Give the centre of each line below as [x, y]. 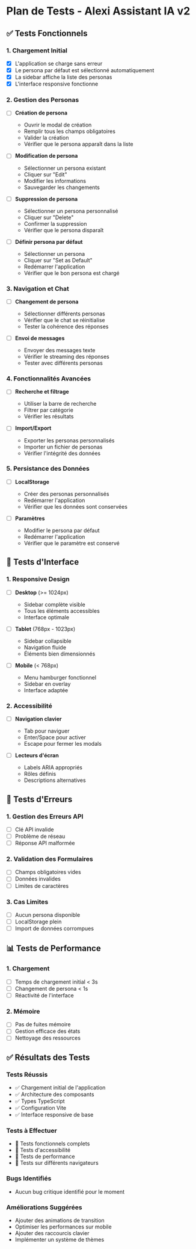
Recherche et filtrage [42, 392]
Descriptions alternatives [55, 780]
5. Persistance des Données [48, 469]
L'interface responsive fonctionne [57, 84]
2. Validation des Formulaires [50, 859]
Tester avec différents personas [63, 363]
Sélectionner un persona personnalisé [71, 211]
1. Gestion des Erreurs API [45, 816]
